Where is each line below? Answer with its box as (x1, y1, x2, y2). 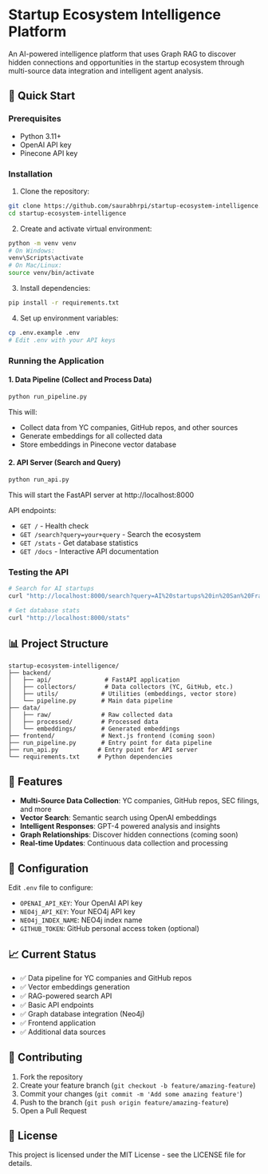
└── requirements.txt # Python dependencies (8, 753, 173, 761)
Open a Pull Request (19, 1105, 88, 1116)
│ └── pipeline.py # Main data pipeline (8, 697, 173, 705)
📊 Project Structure (8, 637, 109, 651)
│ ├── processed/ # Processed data (8, 718, 159, 726)
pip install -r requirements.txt (8, 299, 120, 307)
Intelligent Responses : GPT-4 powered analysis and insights (19, 822, 221, 831)
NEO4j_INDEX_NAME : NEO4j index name (19, 915, 143, 925)
